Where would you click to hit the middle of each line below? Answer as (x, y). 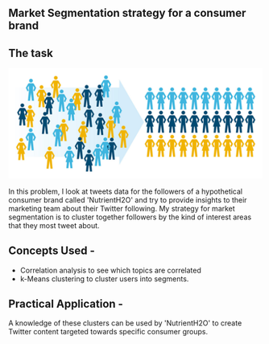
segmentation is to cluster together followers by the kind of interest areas (130, 217)
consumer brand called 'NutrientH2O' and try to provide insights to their (128, 199)
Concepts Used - (52, 251)
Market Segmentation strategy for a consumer (127, 13)
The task (31, 53)
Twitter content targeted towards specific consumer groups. (108, 332)
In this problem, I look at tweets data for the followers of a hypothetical (126, 191)
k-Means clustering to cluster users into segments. (104, 278)
